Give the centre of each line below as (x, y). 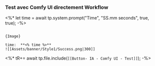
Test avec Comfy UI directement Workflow (57, 7)
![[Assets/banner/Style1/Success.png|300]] (50, 49)
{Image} (13, 36)
